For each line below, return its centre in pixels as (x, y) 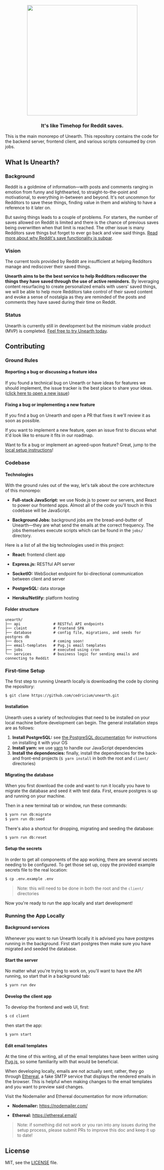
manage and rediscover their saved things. (48, 266)
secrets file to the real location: (36, 870)
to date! (25, 1135)
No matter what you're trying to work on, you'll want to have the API (73, 971)
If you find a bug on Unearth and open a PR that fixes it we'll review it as (78, 415)
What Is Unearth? (32, 162)
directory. (22, 536)
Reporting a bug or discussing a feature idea (51, 372)
